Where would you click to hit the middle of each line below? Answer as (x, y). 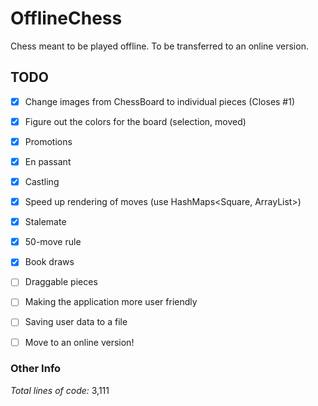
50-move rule (53, 242)
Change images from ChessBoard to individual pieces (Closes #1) (160, 101)
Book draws (49, 262)
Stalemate (45, 222)
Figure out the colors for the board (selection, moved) (135, 121)
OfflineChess (66, 18)
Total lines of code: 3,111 (60, 390)
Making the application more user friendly (111, 302)
